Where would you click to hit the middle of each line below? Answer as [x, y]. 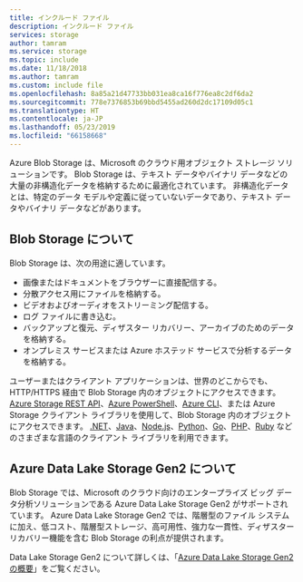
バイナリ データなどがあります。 [86, 208]
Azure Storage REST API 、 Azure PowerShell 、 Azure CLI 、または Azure [142, 403]
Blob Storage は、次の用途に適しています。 [90, 263]
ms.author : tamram [44, 77]
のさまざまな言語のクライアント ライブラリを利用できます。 [121, 437]
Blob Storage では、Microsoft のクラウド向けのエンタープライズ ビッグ [142, 492]
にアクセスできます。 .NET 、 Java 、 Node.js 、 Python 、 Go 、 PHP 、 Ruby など [151, 426]
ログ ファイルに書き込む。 [71, 316]
